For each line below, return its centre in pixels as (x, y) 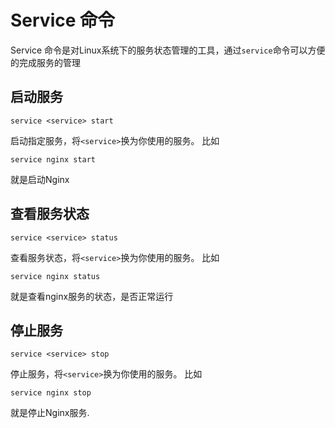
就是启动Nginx (40, 179)
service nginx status (55, 276)
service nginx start (53, 159)
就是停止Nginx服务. (50, 413)
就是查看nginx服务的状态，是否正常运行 (92, 296)
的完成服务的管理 (45, 62)
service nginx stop (51, 393)
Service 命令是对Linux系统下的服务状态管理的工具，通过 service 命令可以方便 (168, 50)
